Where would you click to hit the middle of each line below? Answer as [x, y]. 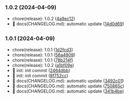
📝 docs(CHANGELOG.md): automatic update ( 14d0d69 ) [68, 23]
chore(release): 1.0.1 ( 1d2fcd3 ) [43, 49]
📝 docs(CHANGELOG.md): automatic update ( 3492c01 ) [68, 80]
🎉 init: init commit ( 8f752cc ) [40, 76]
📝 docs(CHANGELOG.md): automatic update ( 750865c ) [68, 86]
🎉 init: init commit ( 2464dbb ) [41, 70]
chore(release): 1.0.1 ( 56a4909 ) [44, 55]
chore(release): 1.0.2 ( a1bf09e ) [43, 65]
